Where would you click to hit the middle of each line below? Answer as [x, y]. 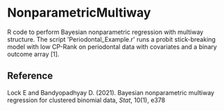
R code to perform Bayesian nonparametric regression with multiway [105, 32]
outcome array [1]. [33, 54]
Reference [30, 76]
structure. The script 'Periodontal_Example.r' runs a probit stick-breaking [112, 39]
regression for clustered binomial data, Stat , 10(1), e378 [86, 100]
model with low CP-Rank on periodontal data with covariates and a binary [112, 46]
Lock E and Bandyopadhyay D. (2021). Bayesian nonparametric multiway [111, 92]
